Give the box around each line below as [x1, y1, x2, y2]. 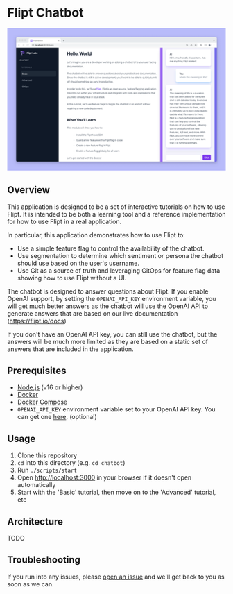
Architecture [7, 516, 64, 527]
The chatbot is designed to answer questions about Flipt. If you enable [7, 287, 209, 296]
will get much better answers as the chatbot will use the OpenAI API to [7, 302, 209, 310]
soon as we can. [7, 579, 54, 588]
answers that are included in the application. [7, 345, 134, 353]
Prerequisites [7, 364, 67, 376]
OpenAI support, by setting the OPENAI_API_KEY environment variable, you [7, 294, 216, 303]
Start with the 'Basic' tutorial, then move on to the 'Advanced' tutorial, [17, 488, 216, 497]
